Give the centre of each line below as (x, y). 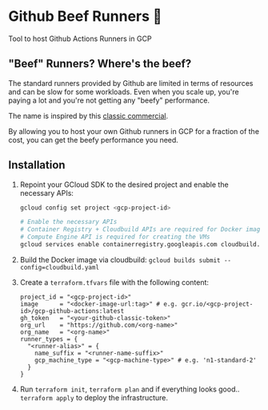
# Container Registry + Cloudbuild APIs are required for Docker (131, 229)
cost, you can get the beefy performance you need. (93, 140)
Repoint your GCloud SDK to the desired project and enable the (124, 185)
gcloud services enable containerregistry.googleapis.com (118, 245)
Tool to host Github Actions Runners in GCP (80, 39)
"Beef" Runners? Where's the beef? (100, 64)
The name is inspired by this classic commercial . (88, 116)
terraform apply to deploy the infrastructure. (94, 397)
